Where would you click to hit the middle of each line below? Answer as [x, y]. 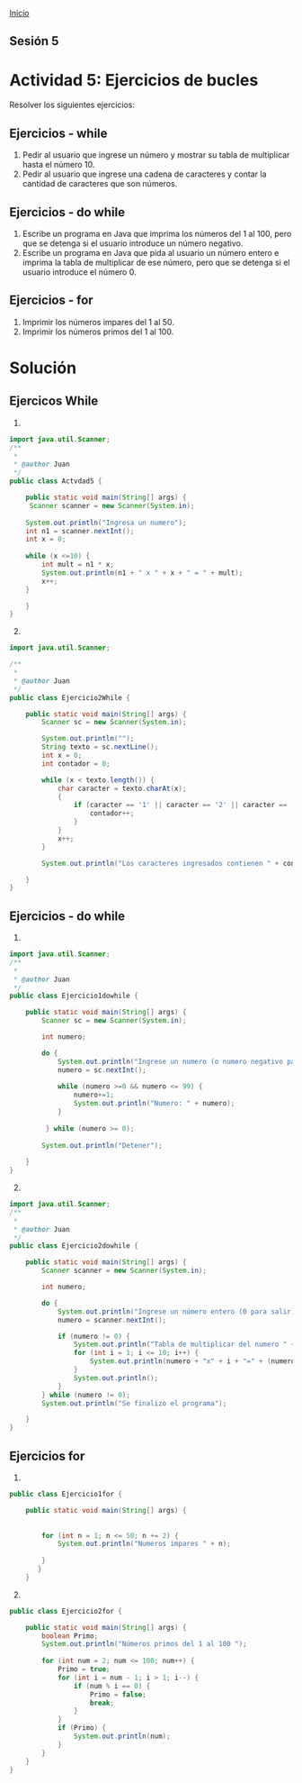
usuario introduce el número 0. [79, 272]
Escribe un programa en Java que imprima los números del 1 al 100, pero [157, 233]
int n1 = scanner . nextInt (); [80, 531]
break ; [102, 1703]
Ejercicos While [54, 401]
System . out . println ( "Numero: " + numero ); [154, 1104]
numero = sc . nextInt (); [102, 1070]
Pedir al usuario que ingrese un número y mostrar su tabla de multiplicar [156, 155]
